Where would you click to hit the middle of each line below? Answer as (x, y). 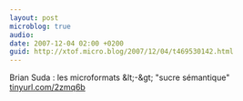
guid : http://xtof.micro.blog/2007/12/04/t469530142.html (121, 52)
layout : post (34, 18)
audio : (22, 35)
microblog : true (40, 26)
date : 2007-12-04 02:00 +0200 (67, 43)
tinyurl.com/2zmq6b (48, 87)
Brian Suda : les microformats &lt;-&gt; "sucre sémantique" (120, 77)
